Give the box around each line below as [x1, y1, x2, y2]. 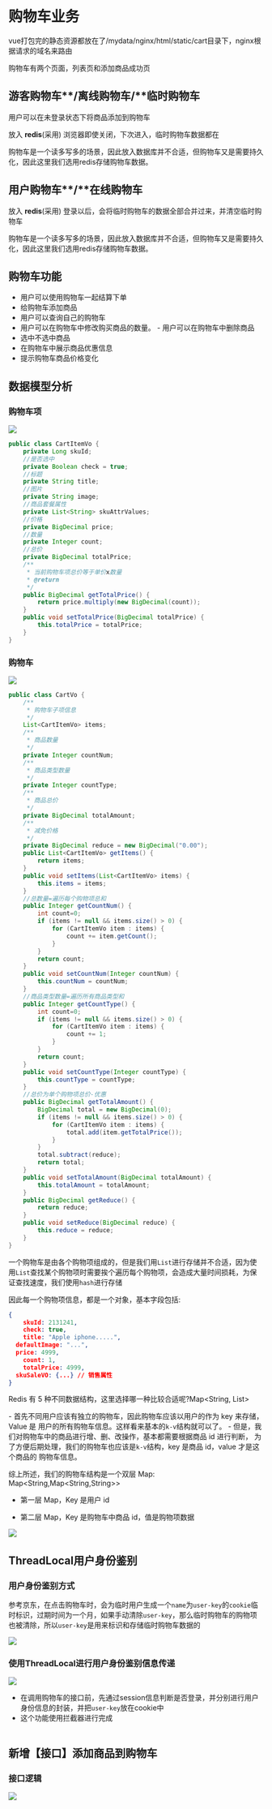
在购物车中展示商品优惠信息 [19, 343, 113, 353]
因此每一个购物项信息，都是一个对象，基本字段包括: [8, 1295, 181, 1304]
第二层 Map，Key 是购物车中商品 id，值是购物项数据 [19, 1512, 195, 1522]
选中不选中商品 [19, 333, 70, 343]
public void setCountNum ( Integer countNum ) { [23, 970, 180, 978]
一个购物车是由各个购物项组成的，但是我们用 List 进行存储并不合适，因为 [8, 1257, 250, 1266]
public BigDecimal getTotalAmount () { [23, 1098, 154, 1106]
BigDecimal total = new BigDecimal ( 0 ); [37, 1106, 172, 1114]
